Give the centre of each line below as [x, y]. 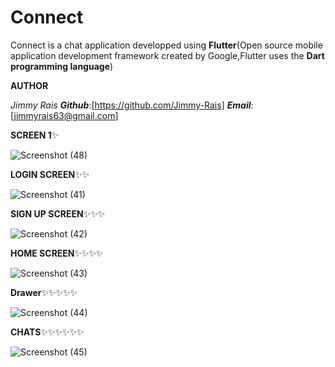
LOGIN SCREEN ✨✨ [50, 174]
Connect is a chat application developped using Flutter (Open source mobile [166, 45]
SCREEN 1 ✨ [35, 135]
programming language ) [62, 66]
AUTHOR [29, 85]
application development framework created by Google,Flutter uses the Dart [167, 55]
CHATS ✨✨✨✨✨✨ [47, 332]
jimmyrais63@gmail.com [64, 115]
